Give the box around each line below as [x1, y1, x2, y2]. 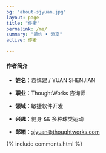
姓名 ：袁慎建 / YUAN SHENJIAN [15, 76, 96, 84]
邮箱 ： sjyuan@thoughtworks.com [15, 128, 100, 135]
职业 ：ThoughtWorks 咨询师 [15, 89, 86, 97]
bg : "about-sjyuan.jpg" [6, 8, 67, 15]
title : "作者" [6, 20, 41, 26]
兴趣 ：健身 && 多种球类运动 [15, 115, 84, 123]
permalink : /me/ [6, 25, 47, 32]
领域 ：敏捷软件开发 [15, 103, 64, 110]
